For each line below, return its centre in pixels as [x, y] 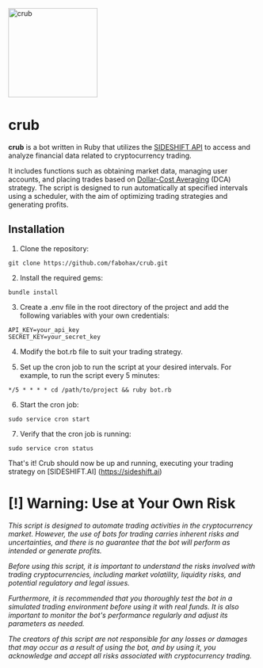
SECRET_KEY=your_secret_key [55, 337]
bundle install [33, 292]
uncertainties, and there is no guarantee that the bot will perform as [119, 542]
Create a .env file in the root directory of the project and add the [124, 307]
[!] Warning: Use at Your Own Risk [122, 503]
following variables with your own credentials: [95, 315]
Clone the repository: [54, 248]
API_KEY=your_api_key [44, 330]
